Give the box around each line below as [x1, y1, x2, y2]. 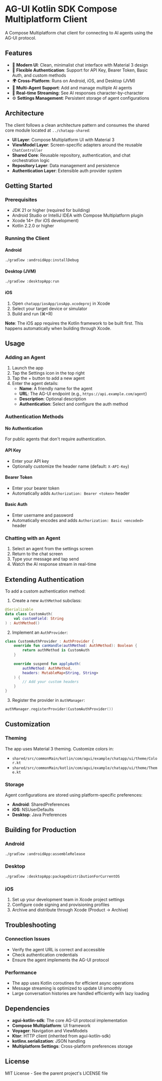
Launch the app [12, 365, 44, 371]
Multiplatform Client [5, 14, 88, 25]
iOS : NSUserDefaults [12, 806, 54, 812]
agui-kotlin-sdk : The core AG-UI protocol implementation [12, 1017, 128, 1023]
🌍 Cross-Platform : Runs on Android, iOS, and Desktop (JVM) [12, 78, 135, 84]
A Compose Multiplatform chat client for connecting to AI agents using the [5, 30, 153, 35]
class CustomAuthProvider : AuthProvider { [5, 639, 94, 644]
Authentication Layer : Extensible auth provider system [12, 168, 122, 174]
